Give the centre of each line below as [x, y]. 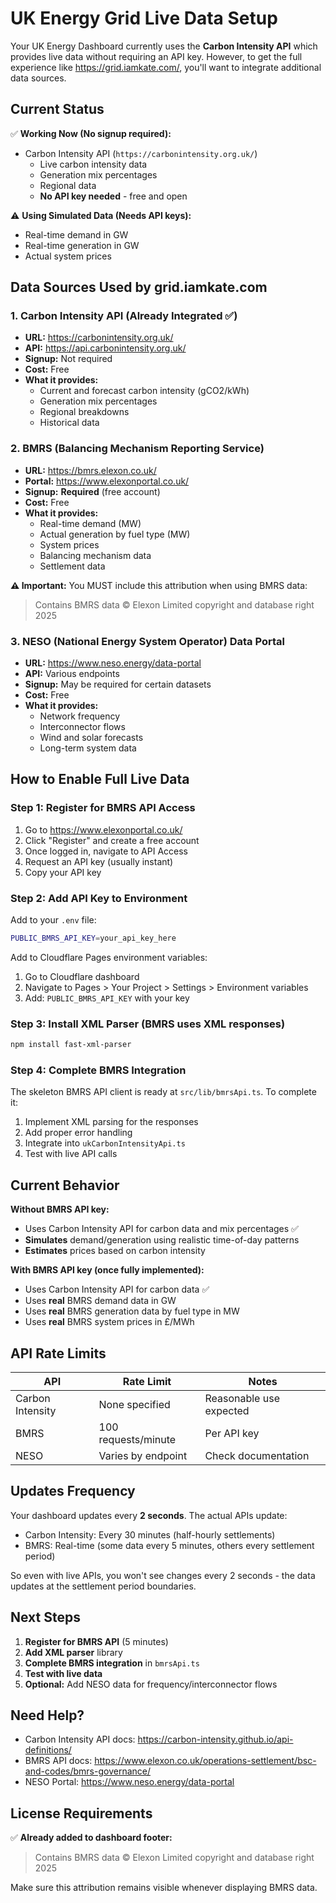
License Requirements [81, 1813]
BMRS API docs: [58, 1761]
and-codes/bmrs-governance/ [88, 1771]
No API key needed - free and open [113, 196]
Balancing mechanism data [95, 555]
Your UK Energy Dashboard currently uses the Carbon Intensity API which [164, 46]
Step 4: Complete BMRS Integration [98, 1070]
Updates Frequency [73, 1491]
